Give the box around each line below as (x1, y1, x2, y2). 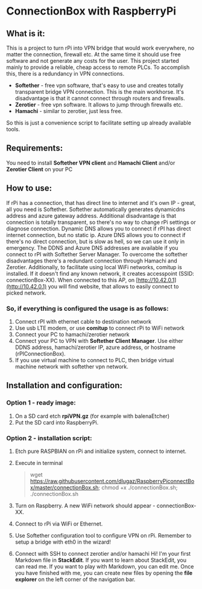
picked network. (6, 289, 47, 296)
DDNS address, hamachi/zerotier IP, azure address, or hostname (14, 343, 176, 351)
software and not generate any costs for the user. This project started (6, 57, 179, 64)
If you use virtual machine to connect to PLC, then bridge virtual (14, 356, 174, 363)
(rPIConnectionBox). (14, 350, 66, 357)
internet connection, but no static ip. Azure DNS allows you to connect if (6, 231, 186, 238)
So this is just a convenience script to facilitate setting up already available (6, 119, 192, 126)
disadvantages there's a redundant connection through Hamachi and (6, 257, 177, 264)
